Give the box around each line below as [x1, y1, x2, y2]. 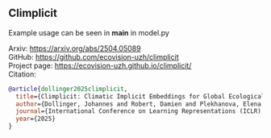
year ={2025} [15, 115, 56, 123]
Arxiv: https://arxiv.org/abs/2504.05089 [8, 44, 141, 53]
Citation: [8, 69, 36, 79]
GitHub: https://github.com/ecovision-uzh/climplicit [8, 52, 179, 61]
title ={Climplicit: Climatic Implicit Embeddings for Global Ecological [15, 92, 265, 100]
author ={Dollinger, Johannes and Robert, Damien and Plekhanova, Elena [15, 100, 262, 108]
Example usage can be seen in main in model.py [8, 27, 169, 37]
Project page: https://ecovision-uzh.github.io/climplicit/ [8, 61, 192, 70]
